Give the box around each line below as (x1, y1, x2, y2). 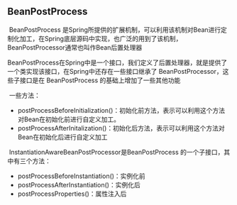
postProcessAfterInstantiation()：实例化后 (17, 180, 140, 189)
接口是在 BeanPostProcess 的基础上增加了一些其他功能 (19, 76, 181, 84)
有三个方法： (13, 156, 51, 165)
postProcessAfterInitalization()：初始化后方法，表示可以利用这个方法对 (17, 123, 225, 132)
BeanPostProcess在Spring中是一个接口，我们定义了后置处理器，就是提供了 (7, 58, 228, 67)
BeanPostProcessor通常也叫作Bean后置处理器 (7, 43, 143, 52)
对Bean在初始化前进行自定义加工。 (17, 115, 121, 123)
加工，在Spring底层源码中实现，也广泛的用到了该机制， (19, 34, 182, 43)
